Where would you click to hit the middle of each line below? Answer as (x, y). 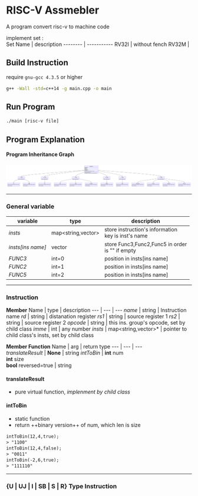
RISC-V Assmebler (53, 10)
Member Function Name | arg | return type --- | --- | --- (74, 347)
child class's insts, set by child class (50, 335)
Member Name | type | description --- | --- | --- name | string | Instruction (96, 310)
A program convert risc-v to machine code (58, 27)
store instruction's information (141, 230)
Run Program (31, 107)
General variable (30, 207)
